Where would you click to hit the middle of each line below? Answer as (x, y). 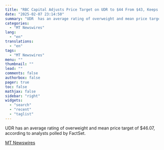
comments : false (21, 73)
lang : (10, 32)
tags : (10, 50)
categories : (17, 23)
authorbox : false (23, 78)
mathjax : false (20, 91)
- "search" (20, 105)
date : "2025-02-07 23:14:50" (35, 14)
